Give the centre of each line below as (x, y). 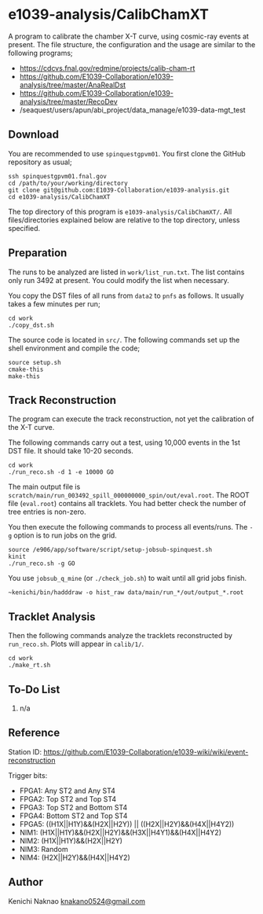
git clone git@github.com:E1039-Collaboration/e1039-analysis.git (119, 190)
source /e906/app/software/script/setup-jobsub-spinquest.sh (110, 550)
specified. (24, 228)
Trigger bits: (28, 775)
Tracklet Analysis (52, 617)
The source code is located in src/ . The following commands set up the (124, 340)
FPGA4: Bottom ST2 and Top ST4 (73, 816)
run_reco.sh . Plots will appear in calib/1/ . (76, 644)
